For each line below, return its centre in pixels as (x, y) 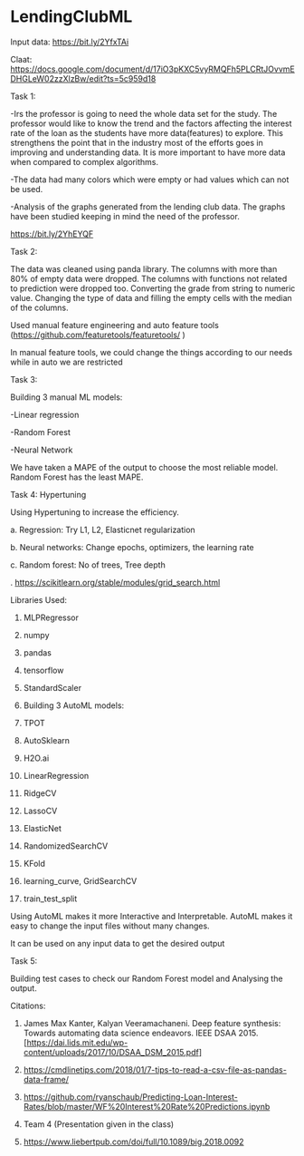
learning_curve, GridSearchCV (80, 880)
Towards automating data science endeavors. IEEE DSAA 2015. (141, 1033)
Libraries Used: (38, 599)
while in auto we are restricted (66, 362)
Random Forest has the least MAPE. (77, 477)
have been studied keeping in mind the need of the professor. (125, 216)
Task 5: (24, 961)
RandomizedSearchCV (66, 846)
